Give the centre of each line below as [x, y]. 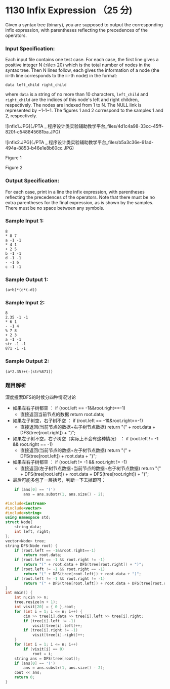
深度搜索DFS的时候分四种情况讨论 [41, 397]
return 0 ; [25, 677]
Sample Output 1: [27, 280]
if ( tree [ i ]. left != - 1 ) [50, 621]
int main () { [19, 593]
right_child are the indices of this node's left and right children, [72, 100]
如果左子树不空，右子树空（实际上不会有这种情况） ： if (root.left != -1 [85, 439]
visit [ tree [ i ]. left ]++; [57, 626]
